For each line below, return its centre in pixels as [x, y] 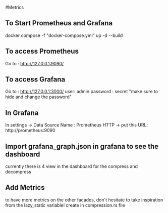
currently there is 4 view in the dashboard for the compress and [71, 166]
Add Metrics [25, 187]
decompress [18, 172]
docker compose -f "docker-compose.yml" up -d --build [64, 35]
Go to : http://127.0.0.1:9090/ [35, 63]
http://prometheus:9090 [30, 131]
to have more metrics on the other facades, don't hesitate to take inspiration [84, 200]
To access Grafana [35, 80]
